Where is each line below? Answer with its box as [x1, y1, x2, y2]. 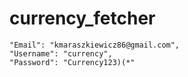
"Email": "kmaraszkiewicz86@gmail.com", [9, 40, 181, 50]
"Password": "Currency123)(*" [9, 57, 136, 67]
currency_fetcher [9, 7, 156, 30]
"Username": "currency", [9, 48, 113, 59]
